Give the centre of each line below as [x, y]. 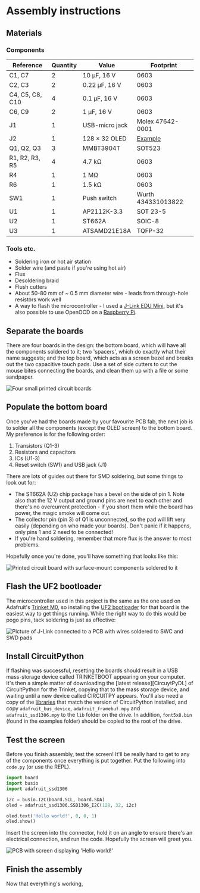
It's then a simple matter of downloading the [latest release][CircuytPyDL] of [100, 683]
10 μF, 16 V [99, 75]
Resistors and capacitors [45, 452]
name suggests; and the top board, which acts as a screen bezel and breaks [100, 358]
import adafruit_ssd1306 [37, 789]
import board [22, 778]
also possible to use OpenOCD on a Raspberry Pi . [76, 312]
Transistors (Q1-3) [37, 445]
